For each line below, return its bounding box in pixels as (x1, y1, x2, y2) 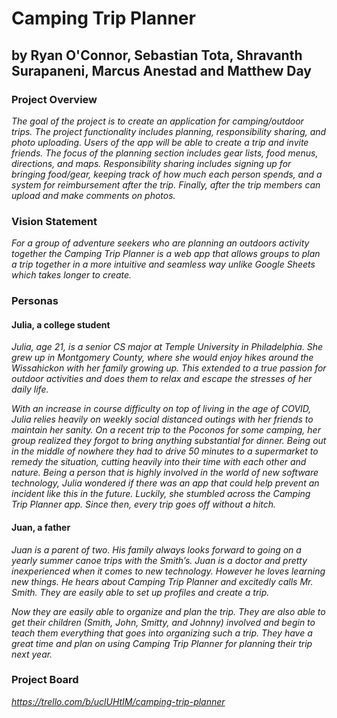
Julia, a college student (11, 318, 111, 331)
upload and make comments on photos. (11, 189, 176, 201)
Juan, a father (11, 521, 71, 533)
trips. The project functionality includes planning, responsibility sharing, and (11, 125, 327, 137)
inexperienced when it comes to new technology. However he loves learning (11, 565, 326, 577)
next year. (11, 648, 53, 660)
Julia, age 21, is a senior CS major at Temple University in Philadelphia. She (11, 341, 324, 353)
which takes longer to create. (11, 269, 133, 281)
